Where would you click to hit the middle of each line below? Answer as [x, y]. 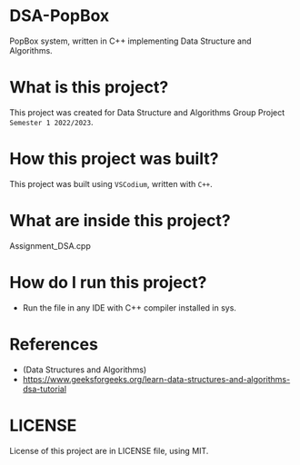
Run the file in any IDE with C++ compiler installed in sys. [129, 307]
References [54, 344]
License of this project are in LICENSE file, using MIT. [109, 450]
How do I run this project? [108, 282]
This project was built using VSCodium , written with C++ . [111, 183]
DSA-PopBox [60, 16]
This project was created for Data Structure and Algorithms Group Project [147, 112]
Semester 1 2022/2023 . [51, 122]
